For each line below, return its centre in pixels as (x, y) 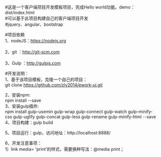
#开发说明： (17, 73)
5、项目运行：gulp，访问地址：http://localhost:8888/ (58, 133)
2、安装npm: (18, 95)
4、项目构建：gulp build (29, 122)
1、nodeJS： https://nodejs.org (36, 41)
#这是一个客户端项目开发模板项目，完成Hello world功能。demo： (70, 7)
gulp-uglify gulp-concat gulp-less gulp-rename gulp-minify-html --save (84, 117)
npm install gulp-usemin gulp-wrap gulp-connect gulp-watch (66, 111)
